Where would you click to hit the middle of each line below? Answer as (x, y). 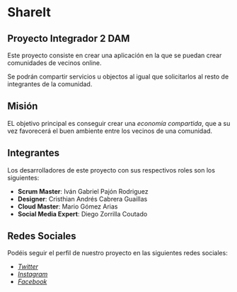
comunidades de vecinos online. (54, 63)
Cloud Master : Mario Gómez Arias (68, 206)
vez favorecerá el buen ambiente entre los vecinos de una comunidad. (110, 131)
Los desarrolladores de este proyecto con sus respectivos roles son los (111, 170)
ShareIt (29, 12)
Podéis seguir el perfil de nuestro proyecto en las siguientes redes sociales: (117, 253)
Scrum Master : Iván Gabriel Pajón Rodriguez (83, 191)
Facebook (32, 282)
